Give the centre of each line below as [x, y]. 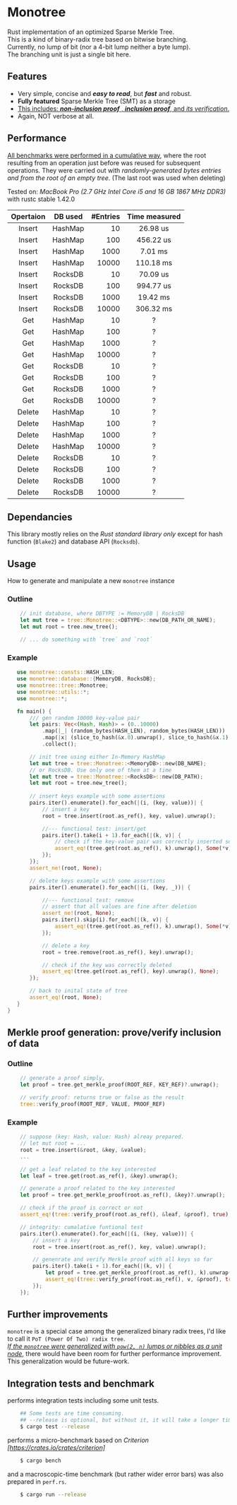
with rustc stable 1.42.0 [41, 199]
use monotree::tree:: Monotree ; [63, 685]
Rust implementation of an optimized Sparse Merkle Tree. [91, 32]
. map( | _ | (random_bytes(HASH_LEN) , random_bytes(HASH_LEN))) [134, 731]
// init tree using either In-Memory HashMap [97, 757]
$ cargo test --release [55, 1427]
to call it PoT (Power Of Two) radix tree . [66, 1339]
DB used [68, 216]
